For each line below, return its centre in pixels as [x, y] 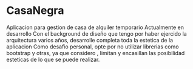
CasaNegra [35, 11]
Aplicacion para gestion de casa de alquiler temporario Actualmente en [95, 27]
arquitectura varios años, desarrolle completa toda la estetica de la [90, 40]
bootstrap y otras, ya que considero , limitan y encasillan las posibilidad [96, 53]
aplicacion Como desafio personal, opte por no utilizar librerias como [93, 47]
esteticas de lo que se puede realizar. [53, 59]
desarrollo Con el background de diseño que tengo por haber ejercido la [96, 33]
